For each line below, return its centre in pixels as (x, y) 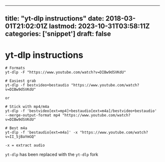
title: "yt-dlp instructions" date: (55, 18)
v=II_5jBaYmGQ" (21, 137)
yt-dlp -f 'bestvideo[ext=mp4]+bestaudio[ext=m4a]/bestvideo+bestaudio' (81, 111)
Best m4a (18, 128)
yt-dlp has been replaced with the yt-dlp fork (52, 155)
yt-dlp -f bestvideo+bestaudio (37, 85)
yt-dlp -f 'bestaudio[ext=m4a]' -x (41, 133)
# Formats (15, 68)
